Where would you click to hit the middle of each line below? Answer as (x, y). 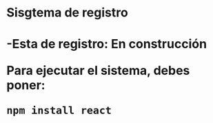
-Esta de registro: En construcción (107, 44)
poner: (26, 86)
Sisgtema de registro (67, 13)
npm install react (59, 111)
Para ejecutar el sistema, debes (98, 71)
